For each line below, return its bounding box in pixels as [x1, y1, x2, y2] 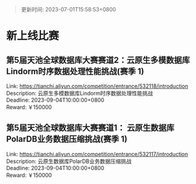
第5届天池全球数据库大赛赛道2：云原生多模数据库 [6, 55, 191, 65]
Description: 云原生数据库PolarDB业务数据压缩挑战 [6, 158, 132, 165]
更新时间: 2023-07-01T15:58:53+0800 [20, 6, 116, 13]
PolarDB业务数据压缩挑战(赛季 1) [6, 134, 127, 144]
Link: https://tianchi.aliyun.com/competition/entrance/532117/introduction [6, 150, 188, 158]
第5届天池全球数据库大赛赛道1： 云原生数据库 [6, 123, 175, 133]
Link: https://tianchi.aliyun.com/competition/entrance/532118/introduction [6, 82, 188, 90]
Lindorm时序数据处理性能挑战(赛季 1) [6, 66, 144, 76]
